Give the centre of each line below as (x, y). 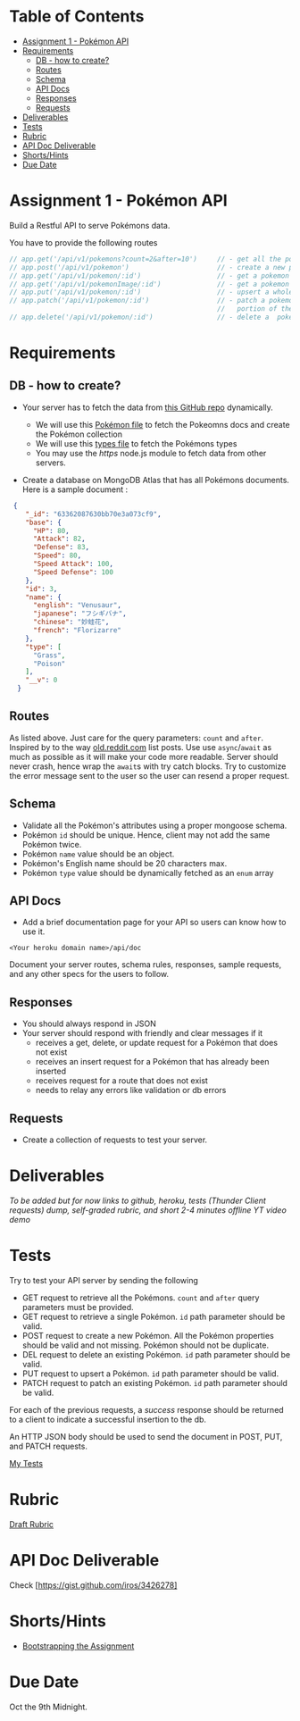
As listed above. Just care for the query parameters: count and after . (137, 738)
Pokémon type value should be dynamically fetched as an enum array (148, 873)
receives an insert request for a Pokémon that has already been (152, 1062)
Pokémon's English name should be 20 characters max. (125, 863)
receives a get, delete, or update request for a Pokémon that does (157, 1043)
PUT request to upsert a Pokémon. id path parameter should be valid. (150, 1374)
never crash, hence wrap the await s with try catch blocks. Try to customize (148, 766)
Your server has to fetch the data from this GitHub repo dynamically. (148, 407)
